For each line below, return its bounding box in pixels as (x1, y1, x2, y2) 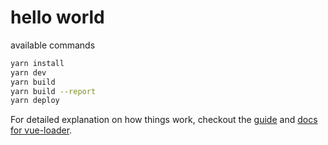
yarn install (10, 58, 65, 68)
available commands (10, 39, 96, 51)
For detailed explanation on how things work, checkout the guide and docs (10, 114, 318, 126)
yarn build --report (10, 86, 97, 96)
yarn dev (10, 67, 47, 78)
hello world (10, 6, 105, 29)
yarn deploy (10, 96, 60, 106)
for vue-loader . (10, 124, 73, 136)
